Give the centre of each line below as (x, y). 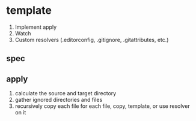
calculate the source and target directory (66, 93)
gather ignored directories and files (59, 100)
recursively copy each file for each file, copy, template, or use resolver (103, 106)
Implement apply (36, 27)
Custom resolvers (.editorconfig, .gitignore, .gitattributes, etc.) (92, 40)
